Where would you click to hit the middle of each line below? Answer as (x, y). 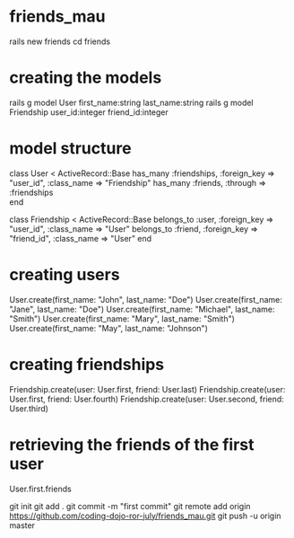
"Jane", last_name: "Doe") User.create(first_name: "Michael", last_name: (142, 309)
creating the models (86, 78)
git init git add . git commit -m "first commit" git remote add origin (130, 506)
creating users (65, 275)
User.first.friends (40, 489)
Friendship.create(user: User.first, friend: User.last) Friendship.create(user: (147, 389)
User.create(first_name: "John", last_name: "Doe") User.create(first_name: (146, 299)
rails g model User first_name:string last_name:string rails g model (131, 102)
